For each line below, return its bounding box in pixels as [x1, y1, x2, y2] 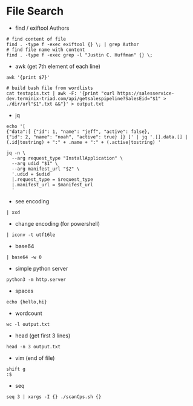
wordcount [15, 310, 42, 317]
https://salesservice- [117, 90, 174, 96]
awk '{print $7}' [6, 74, 50, 80]
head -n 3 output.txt [6, 343, 61, 350]
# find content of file [6, 36, 67, 42]
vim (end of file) [15, 354, 55, 362]
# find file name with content [6, 47, 85, 53]
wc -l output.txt [6, 321, 50, 327]
